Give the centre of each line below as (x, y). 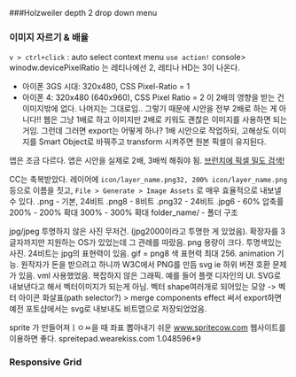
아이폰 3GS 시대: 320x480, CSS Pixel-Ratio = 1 (106, 87)
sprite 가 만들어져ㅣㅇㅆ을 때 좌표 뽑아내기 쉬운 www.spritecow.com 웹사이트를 (148, 327)
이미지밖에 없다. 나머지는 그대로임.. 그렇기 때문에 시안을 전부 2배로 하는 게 (149, 109)
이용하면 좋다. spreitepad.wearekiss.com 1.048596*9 (105, 339)
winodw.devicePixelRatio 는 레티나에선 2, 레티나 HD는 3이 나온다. (125, 68)
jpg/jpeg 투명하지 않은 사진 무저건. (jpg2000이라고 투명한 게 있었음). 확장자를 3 (148, 231)
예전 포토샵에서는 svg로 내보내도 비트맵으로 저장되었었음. (108, 309)
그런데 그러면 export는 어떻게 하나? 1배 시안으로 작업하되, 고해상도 (156, 131)
